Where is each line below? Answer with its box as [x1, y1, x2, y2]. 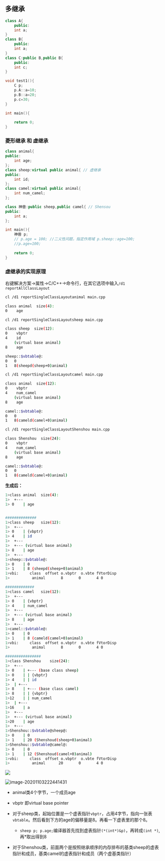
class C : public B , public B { [5, 55, 64, 60]
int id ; [14, 177, 30, 182]
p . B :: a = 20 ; [14, 92, 37, 97]
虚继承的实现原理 [5, 268, 46, 275]
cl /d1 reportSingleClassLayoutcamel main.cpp [5, 372, 103, 377]
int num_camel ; [14, 191, 46, 196]
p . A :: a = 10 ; [14, 88, 37, 93]
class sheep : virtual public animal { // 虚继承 [5, 167, 101, 172]
